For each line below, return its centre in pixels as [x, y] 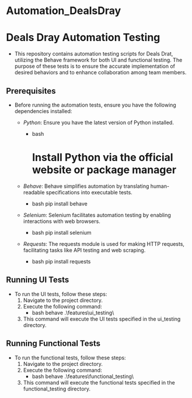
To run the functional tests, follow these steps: [70, 358]
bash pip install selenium [62, 232]
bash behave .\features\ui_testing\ [73, 313]
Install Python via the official [102, 158]
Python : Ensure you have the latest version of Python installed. [98, 122]
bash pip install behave [60, 204]
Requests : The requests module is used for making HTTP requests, [104, 243]
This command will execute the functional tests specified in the [99, 382]
